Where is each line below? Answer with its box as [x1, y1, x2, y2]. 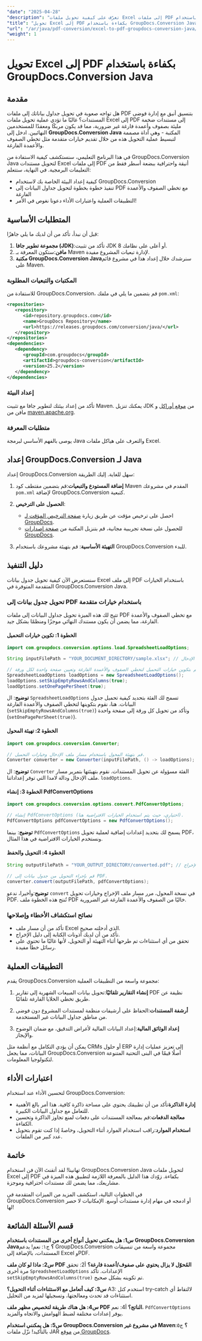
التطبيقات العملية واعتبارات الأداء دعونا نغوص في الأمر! [15, 197, 137, 205]
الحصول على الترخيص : [15, 500, 66, 507]
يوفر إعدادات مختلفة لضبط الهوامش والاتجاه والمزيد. [7, 1310, 123, 1318]
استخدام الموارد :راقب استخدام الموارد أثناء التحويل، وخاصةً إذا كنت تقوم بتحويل [15, 1126, 191, 1133]
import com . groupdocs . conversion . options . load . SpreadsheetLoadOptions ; [7, 645, 189, 651]
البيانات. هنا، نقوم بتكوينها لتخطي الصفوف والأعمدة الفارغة [7, 700, 136, 707]
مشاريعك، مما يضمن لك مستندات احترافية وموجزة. [7, 1179, 120, 1186]
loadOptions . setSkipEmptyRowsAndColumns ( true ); [7, 677, 128, 683]
